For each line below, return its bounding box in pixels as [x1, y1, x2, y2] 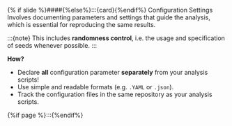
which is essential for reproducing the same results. [7, 21, 156, 28]
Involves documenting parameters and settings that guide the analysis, [7, 13, 210, 21]
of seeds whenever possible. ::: [7, 42, 98, 49]
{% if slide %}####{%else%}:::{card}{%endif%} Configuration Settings [7, 6, 213, 14]
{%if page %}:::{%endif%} [7, 111, 84, 119]
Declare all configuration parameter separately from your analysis [17, 69, 208, 76]
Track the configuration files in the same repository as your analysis [17, 90, 212, 98]
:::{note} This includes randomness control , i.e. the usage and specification [7, 34, 225, 42]
